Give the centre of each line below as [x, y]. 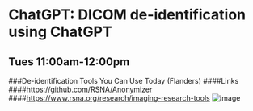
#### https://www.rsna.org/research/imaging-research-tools [109, 98]
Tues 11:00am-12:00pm [69, 62]
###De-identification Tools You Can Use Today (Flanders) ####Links [124, 81]
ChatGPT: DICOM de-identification [127, 15]
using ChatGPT [60, 32]
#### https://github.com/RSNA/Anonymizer [80, 89]
